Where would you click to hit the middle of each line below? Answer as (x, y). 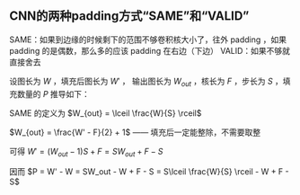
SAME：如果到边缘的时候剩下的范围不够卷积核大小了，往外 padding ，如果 (148, 40)
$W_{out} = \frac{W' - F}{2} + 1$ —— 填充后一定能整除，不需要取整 (135, 132)
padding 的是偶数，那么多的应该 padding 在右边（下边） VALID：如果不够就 (150, 50)
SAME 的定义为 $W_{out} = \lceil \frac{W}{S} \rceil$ (106, 113)
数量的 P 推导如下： (53, 93)
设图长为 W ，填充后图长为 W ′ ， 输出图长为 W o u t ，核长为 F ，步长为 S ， (146, 82)
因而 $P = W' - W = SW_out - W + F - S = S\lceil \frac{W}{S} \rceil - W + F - (149, 172)
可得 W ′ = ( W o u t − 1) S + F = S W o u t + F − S (86, 152)
